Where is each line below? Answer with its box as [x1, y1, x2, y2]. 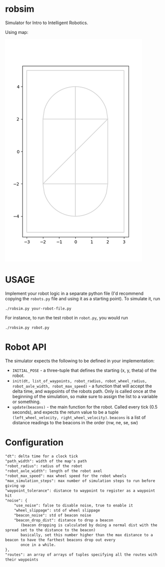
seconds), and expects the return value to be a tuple [12, 409, 119, 415]
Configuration [5, 437, 64, 448]
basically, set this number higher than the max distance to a [20, 533, 153, 537]
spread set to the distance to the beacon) [5, 528, 96, 533]
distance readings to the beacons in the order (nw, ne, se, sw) [12, 419, 138, 425]
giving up [5, 483, 26, 488]
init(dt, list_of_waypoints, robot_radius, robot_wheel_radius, [12, 378, 147, 383]
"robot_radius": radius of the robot [5, 464, 83, 469]
